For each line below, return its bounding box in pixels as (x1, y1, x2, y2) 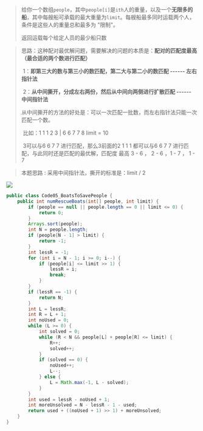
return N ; (38, 295, 64, 301)
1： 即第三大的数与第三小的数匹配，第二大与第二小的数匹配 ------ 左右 (22, 68, 198, 75)
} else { (38, 374, 61, 380)
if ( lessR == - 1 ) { (28, 289, 78, 295)
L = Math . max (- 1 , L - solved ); (49, 379, 129, 385)
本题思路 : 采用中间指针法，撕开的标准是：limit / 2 (21, 169, 146, 176)
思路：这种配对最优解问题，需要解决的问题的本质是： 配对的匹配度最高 (21, 47, 198, 54)
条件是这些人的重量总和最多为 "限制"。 (21, 21, 119, 28)
